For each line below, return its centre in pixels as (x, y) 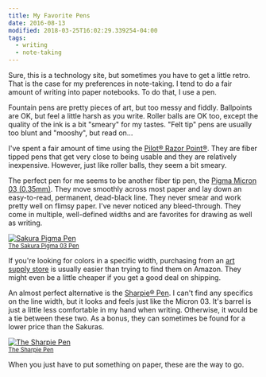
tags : (17, 38)
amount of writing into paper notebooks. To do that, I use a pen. (112, 92)
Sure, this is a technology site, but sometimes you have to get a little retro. (129, 75)
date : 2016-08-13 (37, 23)
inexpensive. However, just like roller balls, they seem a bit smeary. (118, 165)
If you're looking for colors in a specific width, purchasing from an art (121, 260)
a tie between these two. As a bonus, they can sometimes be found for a (127, 318)
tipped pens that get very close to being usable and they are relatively (122, 157)
